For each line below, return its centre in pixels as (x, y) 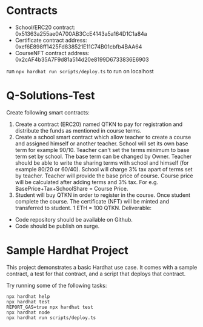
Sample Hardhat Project (67, 250)
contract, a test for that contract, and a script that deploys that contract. (96, 274)
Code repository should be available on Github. (74, 219)
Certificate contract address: (51, 40)
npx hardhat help (28, 296)
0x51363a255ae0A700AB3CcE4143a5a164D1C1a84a (81, 33)
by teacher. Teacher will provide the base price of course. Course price (104, 176)
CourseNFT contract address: (52, 53)
